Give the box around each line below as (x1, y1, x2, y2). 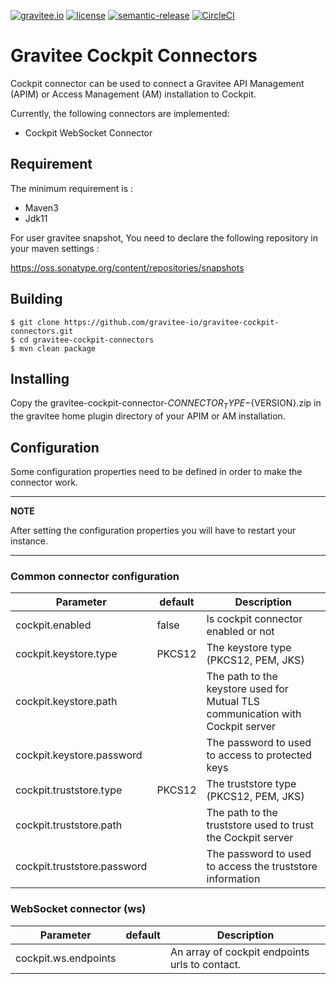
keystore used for (206, 682, 289, 696)
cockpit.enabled (15, 618, 92, 632)
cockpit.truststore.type (15, 783, 123, 797)
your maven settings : (10, 242, 100, 254)
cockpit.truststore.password (15, 860, 148, 874)
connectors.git (10, 326, 74, 336)
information (206, 872, 261, 886)
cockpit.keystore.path (15, 695, 118, 709)
